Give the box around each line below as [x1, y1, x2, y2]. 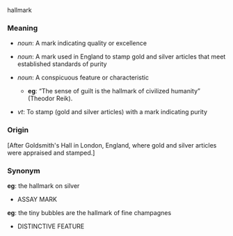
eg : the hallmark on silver [7, 181, 80, 190]
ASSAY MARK [17, 195, 58, 203]
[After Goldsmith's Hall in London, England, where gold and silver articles [7, 141, 217, 149]
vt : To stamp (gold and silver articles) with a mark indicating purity [17, 108, 207, 116]
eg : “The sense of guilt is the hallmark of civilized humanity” [27, 87, 200, 95]
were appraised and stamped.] [7, 148, 95, 157]
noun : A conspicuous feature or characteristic [17, 73, 150, 82]
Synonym [7, 166, 40, 175]
